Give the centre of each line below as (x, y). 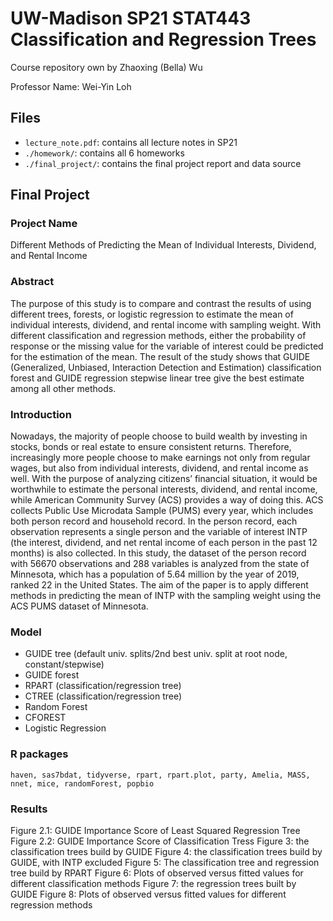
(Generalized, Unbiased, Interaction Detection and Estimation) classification (166, 367)
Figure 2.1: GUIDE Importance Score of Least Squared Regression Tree (155, 830)
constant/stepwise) (64, 664)
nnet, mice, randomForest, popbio (82, 783)
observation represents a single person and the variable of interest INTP (159, 532)
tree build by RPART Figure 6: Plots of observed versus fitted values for (157, 873)
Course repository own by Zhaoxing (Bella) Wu (106, 67)
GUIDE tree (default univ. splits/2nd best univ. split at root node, (156, 654)
